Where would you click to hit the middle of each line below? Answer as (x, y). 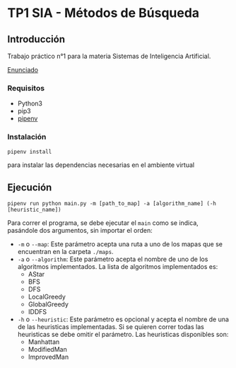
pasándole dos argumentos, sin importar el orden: (80, 231)
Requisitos (26, 88)
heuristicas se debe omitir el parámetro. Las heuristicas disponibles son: (123, 335)
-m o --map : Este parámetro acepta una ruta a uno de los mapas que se (120, 244)
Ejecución (30, 187)
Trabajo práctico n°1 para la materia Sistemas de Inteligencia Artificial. (109, 56)
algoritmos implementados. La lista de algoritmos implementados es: (118, 267)
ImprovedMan (48, 357)
